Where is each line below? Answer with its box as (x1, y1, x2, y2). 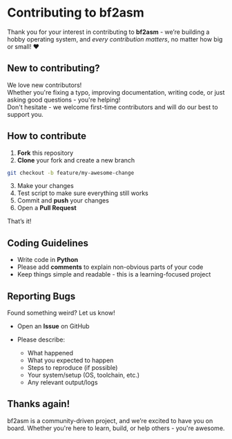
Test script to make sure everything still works (17, 189, 148, 198)
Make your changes (17, 182, 74, 190)
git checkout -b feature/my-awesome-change (7, 169, 135, 176)
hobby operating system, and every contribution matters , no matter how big (7, 35, 223, 43)
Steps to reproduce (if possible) (27, 364, 118, 372)
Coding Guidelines (7, 237, 88, 249)
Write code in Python (17, 256, 79, 264)
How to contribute (7, 130, 87, 142)
